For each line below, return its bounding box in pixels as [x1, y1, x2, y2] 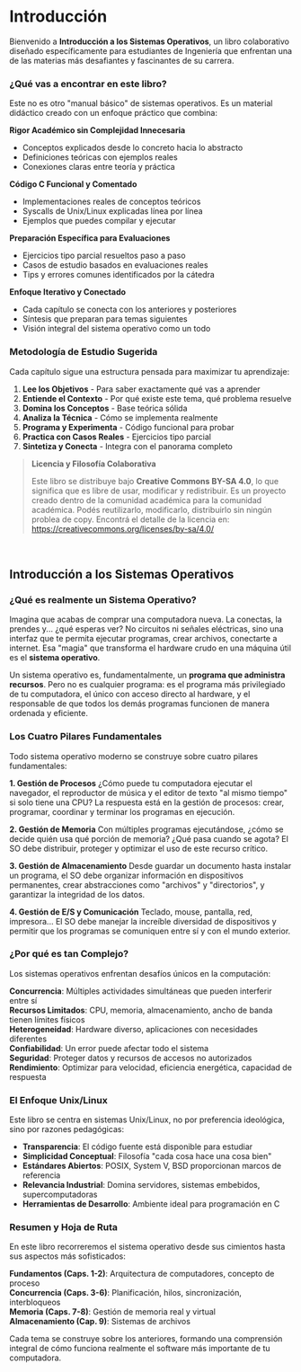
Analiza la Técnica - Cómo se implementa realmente [22, 412, 218, 423]
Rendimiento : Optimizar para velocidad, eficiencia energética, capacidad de [9, 1062, 292, 1073]
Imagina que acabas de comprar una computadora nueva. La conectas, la [9, 614, 283, 625]
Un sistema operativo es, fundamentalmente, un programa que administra [9, 669, 286, 680]
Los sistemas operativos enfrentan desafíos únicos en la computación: [9, 968, 271, 978]
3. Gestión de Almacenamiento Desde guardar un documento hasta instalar [9, 860, 292, 871]
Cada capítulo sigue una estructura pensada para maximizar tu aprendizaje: [9, 366, 290, 376]
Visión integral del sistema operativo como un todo [22, 323, 211, 334]
